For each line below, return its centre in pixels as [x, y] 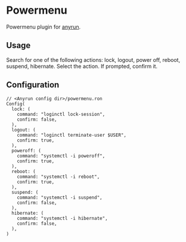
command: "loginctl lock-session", [61, 114]
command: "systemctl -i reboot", [58, 177]
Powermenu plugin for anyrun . [44, 27]
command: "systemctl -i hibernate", [63, 218]
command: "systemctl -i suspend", [60, 197]
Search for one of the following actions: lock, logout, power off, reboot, [93, 59]
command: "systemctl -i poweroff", [61, 156]
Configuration [33, 85]
